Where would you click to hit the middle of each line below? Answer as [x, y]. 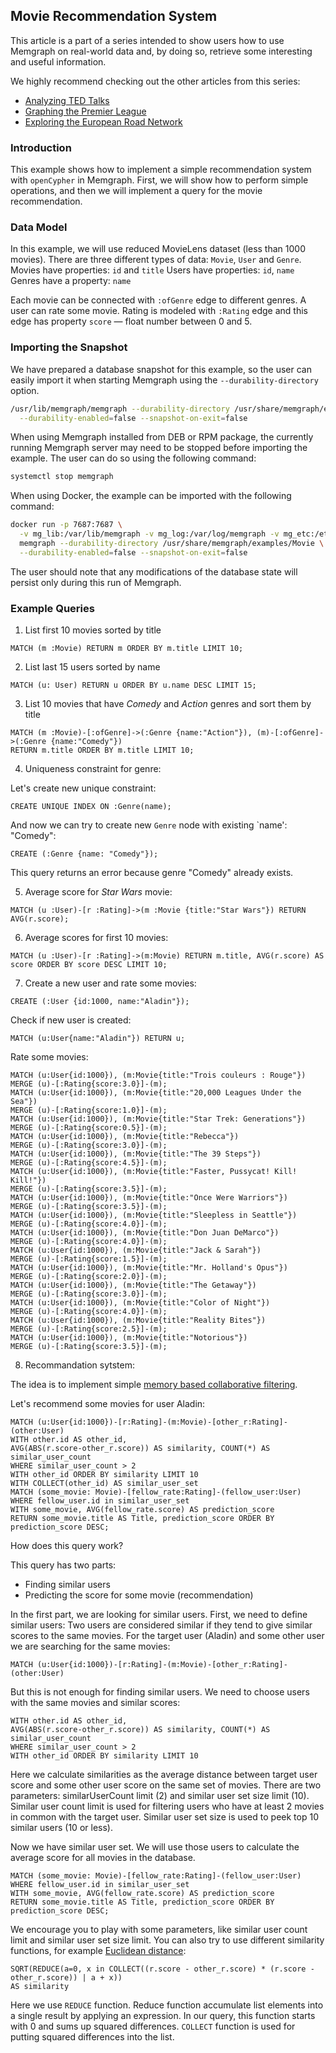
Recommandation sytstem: [80, 1365]
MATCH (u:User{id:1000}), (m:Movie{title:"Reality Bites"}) [138, 1320]
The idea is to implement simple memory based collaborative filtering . [154, 1385]
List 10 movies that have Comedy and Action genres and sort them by [168, 704]
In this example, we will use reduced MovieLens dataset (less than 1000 [158, 249]
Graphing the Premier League [85, 111]
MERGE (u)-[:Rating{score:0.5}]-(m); [89, 1128]
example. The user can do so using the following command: [133, 458]
